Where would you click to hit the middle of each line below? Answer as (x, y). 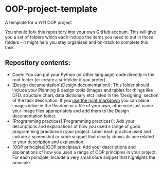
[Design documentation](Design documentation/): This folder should (81, 85)
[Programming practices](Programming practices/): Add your (73, 121)
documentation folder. (34, 116)
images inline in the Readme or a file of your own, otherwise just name (82, 105)
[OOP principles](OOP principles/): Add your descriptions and (74, 147)
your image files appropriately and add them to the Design (70, 111)
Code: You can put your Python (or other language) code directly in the (83, 75)
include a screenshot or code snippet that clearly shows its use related (83, 136)
